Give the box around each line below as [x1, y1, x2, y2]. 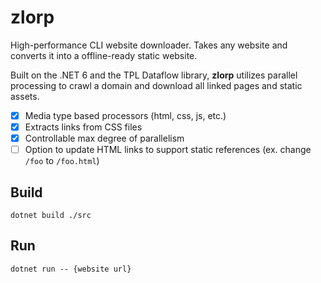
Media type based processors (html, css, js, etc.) [24, 109, 227, 121]
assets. [10, 90, 40, 102]
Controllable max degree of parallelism [24, 132, 185, 145]
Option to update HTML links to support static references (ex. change [24, 144, 312, 156]
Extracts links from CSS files [24, 121, 143, 133]
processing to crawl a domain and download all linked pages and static [10, 79, 303, 91]
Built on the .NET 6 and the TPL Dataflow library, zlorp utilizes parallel [10, 69, 298, 81]
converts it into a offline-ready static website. [10, 49, 198, 61]
